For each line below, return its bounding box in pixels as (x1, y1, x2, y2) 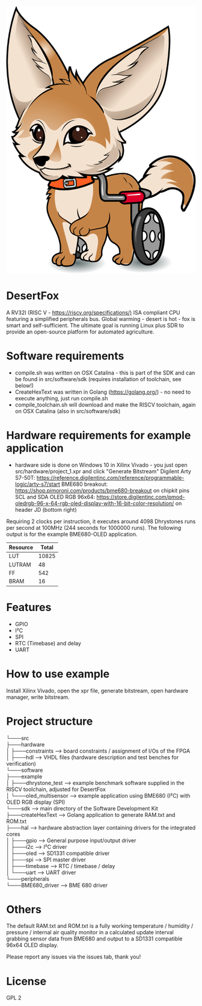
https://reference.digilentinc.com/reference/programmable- (36, 474, 185, 481)
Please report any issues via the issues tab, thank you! (6, 953, 141, 960)
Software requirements (6, 349, 124, 362)
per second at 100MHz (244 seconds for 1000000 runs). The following (6, 524, 182, 531)
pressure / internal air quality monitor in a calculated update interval (6, 929, 174, 936)
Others (6, 902, 42, 916)
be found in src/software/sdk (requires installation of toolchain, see (14, 375, 182, 382)
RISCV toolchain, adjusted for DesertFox (6, 786, 106, 793)
